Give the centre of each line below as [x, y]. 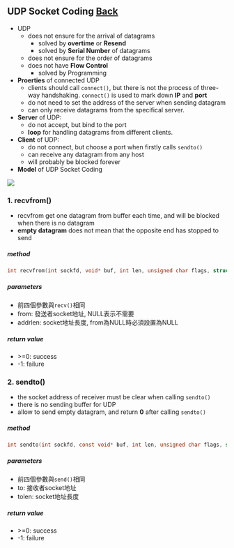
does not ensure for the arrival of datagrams [91, 36]
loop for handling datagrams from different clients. [100, 132]
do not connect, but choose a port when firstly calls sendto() [115, 147]
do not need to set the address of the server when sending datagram [127, 102]
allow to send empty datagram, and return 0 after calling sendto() [112, 412]
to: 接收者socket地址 [47, 488]
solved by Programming [72, 73]
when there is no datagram [56, 223]
